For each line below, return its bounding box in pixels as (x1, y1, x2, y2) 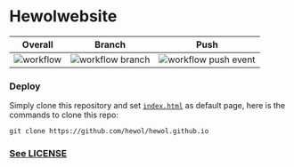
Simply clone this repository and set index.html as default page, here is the (9, 100, 286, 111)
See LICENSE (9, 147, 68, 160)
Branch (94, 38, 127, 51)
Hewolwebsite (9, 6, 118, 27)
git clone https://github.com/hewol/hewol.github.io (9, 127, 209, 136)
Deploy (9, 80, 41, 92)
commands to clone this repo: (9, 109, 118, 121)
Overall (21, 38, 53, 51)
